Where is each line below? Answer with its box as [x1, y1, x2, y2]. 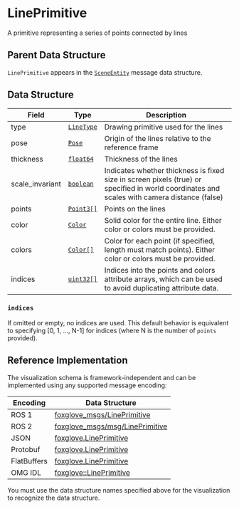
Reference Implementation [7, 355, 128, 367]
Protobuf [11, 444, 41, 454]
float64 [68, 154, 94, 163]
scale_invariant [11, 179, 62, 189]
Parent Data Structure [7, 49, 106, 61]
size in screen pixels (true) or [104, 174, 202, 184]
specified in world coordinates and [104, 183, 221, 193]
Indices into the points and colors [104, 265, 216, 275]
